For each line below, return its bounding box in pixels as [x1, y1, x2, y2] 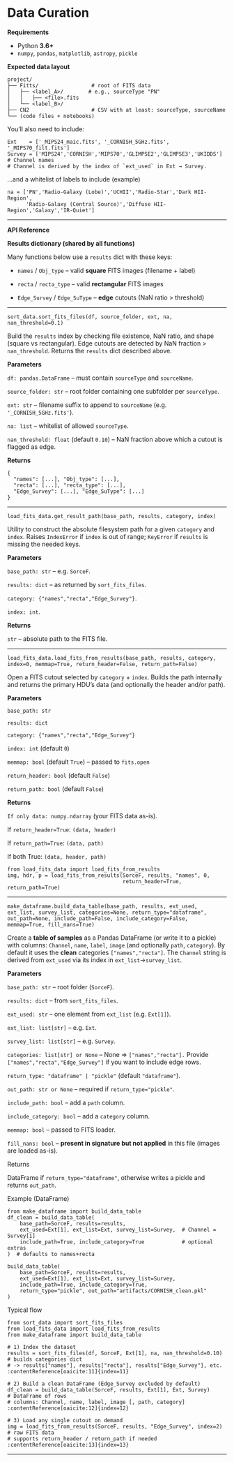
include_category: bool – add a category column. [7, 1112, 150, 1120]
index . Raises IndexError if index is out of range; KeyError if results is [7, 532, 208, 540]
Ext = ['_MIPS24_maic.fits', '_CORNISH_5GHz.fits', [7, 138, 170, 145]
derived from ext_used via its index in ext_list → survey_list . [7, 955, 182, 964]
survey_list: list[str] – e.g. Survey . [7, 1037, 116, 1045]
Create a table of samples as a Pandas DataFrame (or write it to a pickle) [7, 933, 217, 942]
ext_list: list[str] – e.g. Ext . [7, 1023, 97, 1031]
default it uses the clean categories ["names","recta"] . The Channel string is [7, 948, 226, 957]
